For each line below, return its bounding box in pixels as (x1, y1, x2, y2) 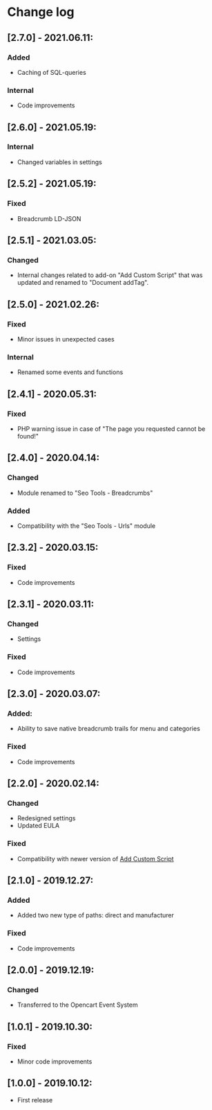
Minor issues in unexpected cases (17, 335, 115, 343)
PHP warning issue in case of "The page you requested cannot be (17, 424, 206, 433)
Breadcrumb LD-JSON (17, 214, 81, 222)
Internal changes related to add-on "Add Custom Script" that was (17, 271, 203, 279)
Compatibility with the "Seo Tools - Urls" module (17, 521, 156, 530)
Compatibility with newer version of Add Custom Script (17, 854, 174, 863)
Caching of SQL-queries (17, 68, 86, 76)
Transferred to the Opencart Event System (17, 1001, 138, 1009)
